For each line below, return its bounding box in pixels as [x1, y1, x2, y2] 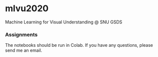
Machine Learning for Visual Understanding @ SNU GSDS [5, 19, 123, 25]
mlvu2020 [5, 3, 49, 14]
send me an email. [5, 47, 42, 54]
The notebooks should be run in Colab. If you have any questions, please [5, 42, 154, 48]
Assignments [5, 31, 38, 38]
